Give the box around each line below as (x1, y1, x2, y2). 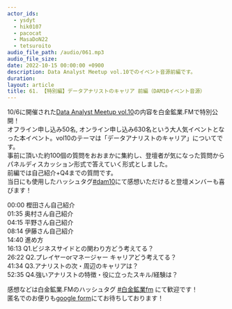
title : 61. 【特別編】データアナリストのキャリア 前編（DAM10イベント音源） (7, 88, 206, 95)
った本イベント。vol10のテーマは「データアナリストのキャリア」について (7, 134, 217, 143)
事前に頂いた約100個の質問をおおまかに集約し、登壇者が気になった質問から (7, 151, 225, 160)
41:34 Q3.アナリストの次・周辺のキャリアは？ (7, 262, 139, 270)
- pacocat (13, 29, 42, 37)
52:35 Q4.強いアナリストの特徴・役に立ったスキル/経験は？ (7, 271, 178, 279)
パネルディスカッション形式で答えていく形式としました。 (7, 160, 172, 168)
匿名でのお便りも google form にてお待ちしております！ (7, 294, 164, 303)
